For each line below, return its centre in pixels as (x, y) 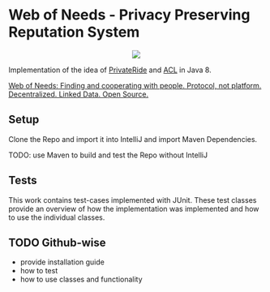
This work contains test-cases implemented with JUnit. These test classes (133, 200)
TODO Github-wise (58, 242)
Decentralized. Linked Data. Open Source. (79, 94)
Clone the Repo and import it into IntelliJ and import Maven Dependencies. (133, 139)
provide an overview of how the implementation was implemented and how (134, 208)
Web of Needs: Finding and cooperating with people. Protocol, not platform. (135, 85)
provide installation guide (62, 262)
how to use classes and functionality (81, 279)
